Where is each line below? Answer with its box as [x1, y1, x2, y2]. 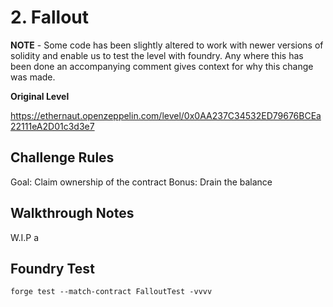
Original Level [10, 90, 70, 102]
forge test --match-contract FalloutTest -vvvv [10, 287, 213, 297]
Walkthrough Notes [10, 205, 135, 222]
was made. [10, 71, 56, 83]
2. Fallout [10, 6, 90, 29]
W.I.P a [10, 231, 40, 243]
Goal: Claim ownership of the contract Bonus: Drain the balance [10, 176, 273, 188]
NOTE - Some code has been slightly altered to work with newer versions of [10, 39, 324, 51]
